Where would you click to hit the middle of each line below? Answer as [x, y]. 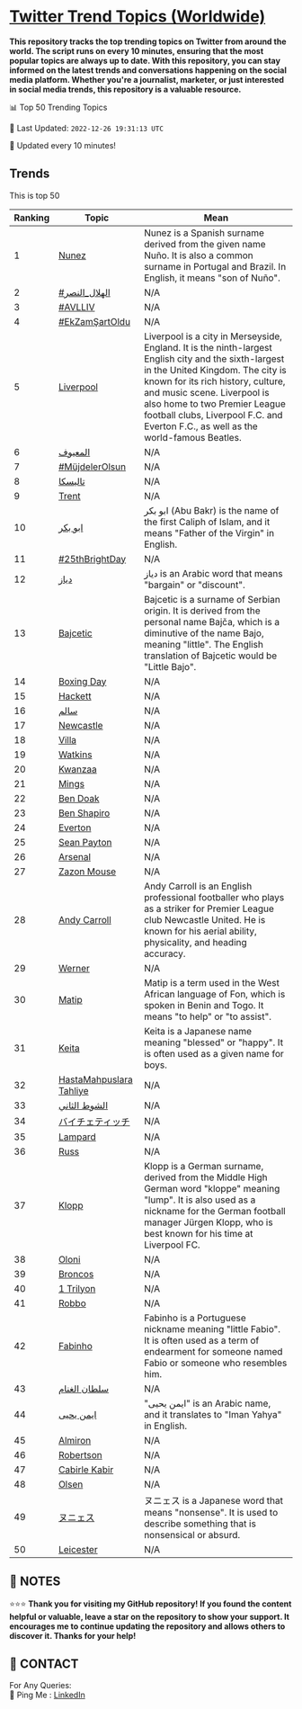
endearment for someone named [213, 1351]
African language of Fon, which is [214, 994]
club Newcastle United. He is [204, 919]
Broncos [76, 1274]
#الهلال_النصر [84, 292]
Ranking [32, 218]
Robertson [80, 1454]
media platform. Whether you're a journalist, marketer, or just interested [147, 79]
